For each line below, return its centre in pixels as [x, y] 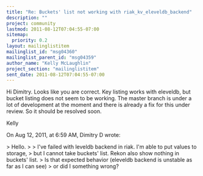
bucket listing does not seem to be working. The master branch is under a [99, 98]
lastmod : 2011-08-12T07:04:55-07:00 [53, 29]
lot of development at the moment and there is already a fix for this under [98, 105]
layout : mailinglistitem [38, 46]
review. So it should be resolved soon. [54, 111]
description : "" [27, 18]
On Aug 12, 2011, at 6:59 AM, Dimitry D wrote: [63, 135]
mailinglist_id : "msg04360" [42, 52]
